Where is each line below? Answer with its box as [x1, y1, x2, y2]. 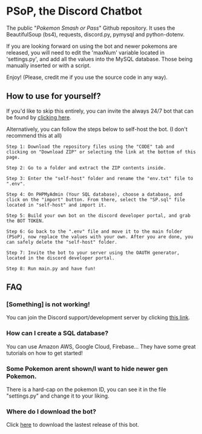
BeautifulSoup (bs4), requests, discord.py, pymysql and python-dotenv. [6, 30, 185, 38]
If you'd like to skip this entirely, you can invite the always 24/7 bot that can [6, 107, 194, 115]
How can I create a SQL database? [6, 329, 109, 338]
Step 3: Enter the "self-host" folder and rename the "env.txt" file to [6, 175, 194, 181]
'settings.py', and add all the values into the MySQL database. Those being [6, 55, 193, 62]
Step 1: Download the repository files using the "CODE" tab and [6, 144, 174, 150]
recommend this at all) [6, 132, 62, 139]
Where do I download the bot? [6, 407, 97, 416]
